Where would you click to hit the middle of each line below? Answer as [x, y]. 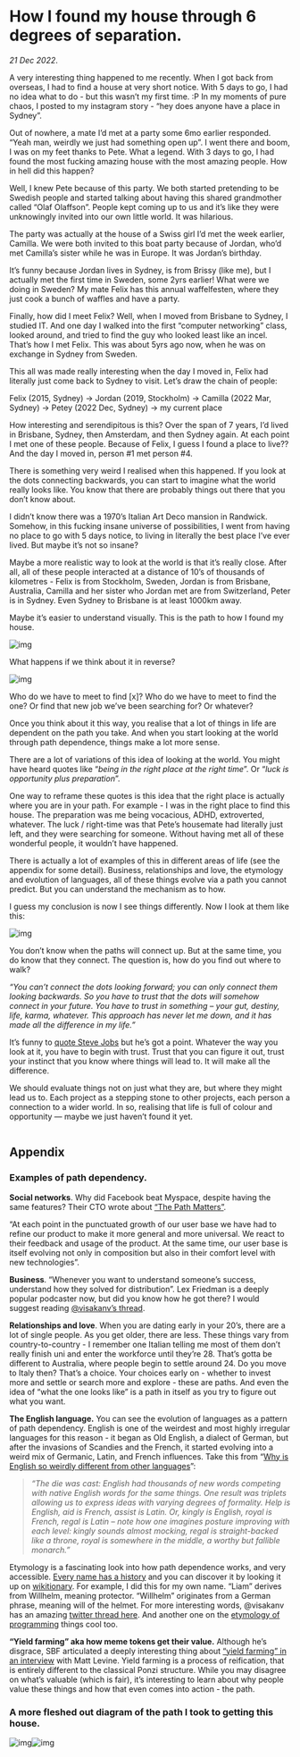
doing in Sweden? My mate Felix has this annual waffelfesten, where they [144, 289]
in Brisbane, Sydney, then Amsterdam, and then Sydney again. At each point [150, 434]
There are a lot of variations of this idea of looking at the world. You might [145, 759]
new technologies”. [45, 1262]
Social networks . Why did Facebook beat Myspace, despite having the [140, 1197]
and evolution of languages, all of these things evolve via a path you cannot [148, 879]
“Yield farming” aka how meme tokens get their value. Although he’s [138, 1641]
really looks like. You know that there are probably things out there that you [147, 490]
